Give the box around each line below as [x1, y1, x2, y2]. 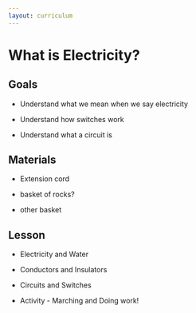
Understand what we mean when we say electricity [19, 99, 189, 109]
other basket [19, 205, 62, 215]
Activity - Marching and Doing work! [19, 296, 139, 306]
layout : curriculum [8, 11, 73, 20]
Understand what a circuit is [19, 129, 113, 140]
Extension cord [19, 174, 70, 184]
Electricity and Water [19, 249, 89, 260]
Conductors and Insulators [19, 265, 108, 275]
